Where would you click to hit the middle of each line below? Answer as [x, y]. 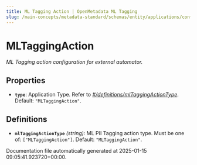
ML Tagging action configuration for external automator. [74, 62]
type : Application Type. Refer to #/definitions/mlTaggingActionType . [96, 95]
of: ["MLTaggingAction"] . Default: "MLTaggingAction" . [78, 140]
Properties [26, 80]
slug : [13, 17]
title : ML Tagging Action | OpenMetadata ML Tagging [72, 11]
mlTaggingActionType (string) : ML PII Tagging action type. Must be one [99, 133]
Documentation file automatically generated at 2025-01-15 [77, 151]
